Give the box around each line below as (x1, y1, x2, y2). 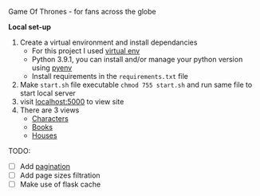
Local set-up (8, 22, 52, 31)
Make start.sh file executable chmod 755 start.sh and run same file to (19, 80, 253, 89)
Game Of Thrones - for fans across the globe (8, 7, 157, 16)
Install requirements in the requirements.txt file (31, 72, 189, 80)
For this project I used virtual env (31, 46, 140, 55)
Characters (31, 114, 69, 123)
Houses (31, 131, 57, 140)
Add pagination (19, 162, 70, 171)
